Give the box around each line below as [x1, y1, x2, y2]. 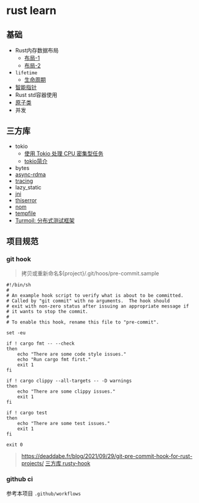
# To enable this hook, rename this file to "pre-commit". [6, 319, 159, 325]
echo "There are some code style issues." [17, 351, 127, 357]
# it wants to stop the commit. [6, 308, 88, 314]
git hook [6, 255, 32, 264]
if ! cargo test [6, 409, 47, 416]
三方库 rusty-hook [45, 459, 91, 466]
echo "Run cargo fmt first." [17, 356, 91, 362]
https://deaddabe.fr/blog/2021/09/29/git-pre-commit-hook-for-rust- [21, 452, 193, 460]
